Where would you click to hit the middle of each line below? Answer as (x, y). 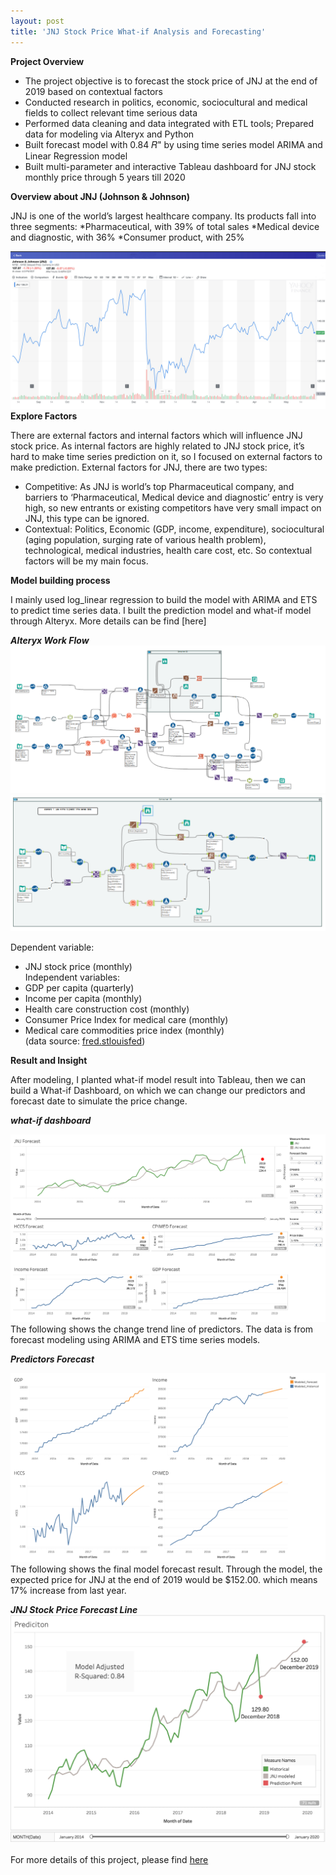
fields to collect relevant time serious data (111, 112)
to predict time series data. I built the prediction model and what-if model (161, 610)
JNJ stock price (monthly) (78, 966)
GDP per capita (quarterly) (79, 987)
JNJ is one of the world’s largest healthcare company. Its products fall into (163, 216)
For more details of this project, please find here (109, 1859)
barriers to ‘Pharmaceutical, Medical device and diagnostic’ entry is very (174, 497)
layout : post (37, 21)
